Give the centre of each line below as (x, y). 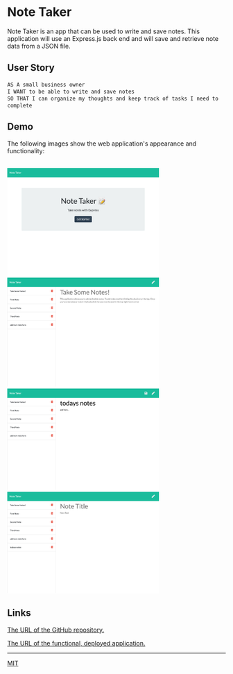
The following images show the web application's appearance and (102, 144)
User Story (31, 68)
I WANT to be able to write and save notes (71, 92)
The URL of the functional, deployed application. (76, 643)
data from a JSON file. (39, 46)
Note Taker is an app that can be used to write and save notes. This (103, 31)
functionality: (26, 150)
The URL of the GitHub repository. (56, 630)
